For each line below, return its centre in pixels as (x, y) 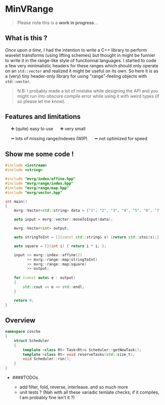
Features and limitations (43, 117)
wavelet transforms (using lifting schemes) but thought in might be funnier (80, 55)
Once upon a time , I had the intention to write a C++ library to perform (76, 50)
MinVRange (29, 9)
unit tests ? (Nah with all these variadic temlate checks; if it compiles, (89, 392)
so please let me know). (41, 101)
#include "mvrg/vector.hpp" (34, 193)
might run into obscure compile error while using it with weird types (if (88, 96)
